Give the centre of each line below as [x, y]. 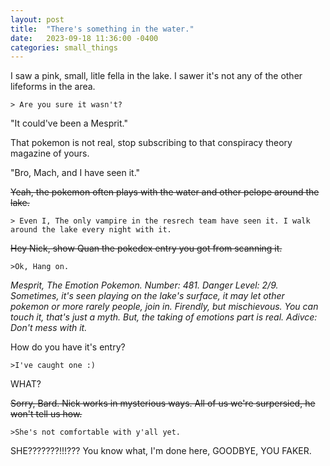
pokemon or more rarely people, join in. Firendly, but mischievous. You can [164, 307]
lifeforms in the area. [53, 87]
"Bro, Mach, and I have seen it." [75, 173]
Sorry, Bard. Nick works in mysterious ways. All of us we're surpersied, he [163, 403]
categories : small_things [64, 47]
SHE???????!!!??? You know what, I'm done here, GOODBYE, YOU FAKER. [161, 451]
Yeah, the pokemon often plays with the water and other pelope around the [165, 192]
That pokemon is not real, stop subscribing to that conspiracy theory [151, 143]
